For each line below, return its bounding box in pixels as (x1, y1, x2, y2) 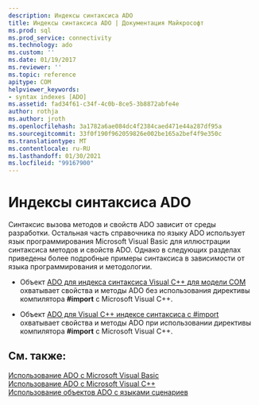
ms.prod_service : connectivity (8, 33, 112, 42)
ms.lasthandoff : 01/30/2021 (8, 152, 102, 160)
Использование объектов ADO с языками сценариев (8, 387, 188, 397)
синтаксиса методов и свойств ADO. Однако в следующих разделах (8, 245, 242, 255)
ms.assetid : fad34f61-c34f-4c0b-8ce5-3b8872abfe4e (8, 100, 180, 108)
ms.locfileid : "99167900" (8, 160, 94, 168)
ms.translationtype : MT (8, 137, 87, 145)
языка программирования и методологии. (8, 262, 153, 272)
